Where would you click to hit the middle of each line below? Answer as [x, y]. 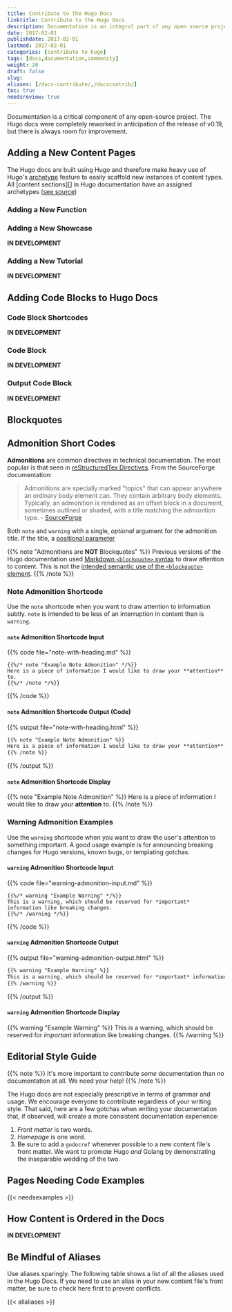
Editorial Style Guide [52, 1057]
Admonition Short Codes [61, 444]
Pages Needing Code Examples [76, 1180]
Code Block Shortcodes [48, 317]
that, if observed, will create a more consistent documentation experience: [113, 1116]
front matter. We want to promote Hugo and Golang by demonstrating [116, 1151]
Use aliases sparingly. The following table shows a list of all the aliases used [116, 1274]
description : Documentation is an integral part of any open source [108, 26]
